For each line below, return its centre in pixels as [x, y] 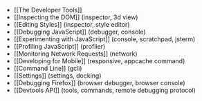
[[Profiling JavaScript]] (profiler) [59, 46]
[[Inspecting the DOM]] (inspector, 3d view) [76, 17]
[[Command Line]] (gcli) [48, 68]
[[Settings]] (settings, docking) [57, 76]
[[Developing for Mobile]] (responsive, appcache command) [99, 61]
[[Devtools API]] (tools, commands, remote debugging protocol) [104, 90]
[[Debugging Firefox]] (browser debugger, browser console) [99, 83]
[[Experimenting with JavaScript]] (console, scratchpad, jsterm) [104, 39]
